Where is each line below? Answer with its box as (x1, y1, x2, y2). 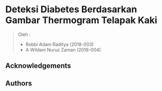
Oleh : (17, 31, 31, 37)
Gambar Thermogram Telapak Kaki (5, 14, 157, 26)
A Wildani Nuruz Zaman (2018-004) (25, 47, 101, 53)
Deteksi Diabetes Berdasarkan (5, 4, 137, 15)
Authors (5, 79, 32, 87)
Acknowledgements (5, 61, 71, 70)
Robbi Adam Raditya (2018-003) (25, 41, 94, 47)
